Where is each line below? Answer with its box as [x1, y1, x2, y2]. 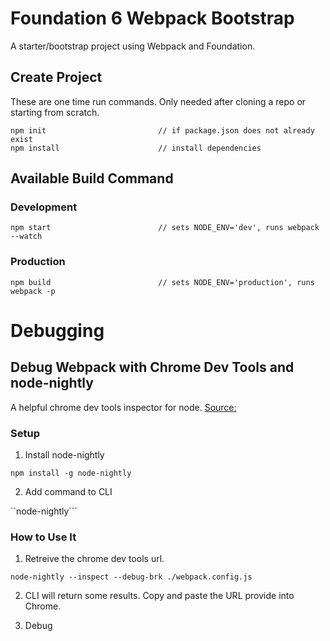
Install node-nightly [24, 449, 105, 461]
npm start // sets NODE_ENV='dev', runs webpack [10, 223, 320, 233]
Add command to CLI [24, 486, 113, 498]
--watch [10, 232, 43, 242]
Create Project [10, 69, 103, 86]
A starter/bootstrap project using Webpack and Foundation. [10, 40, 256, 52]
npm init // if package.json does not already [10, 125, 315, 136]
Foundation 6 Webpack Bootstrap [10, 7, 295, 30]
